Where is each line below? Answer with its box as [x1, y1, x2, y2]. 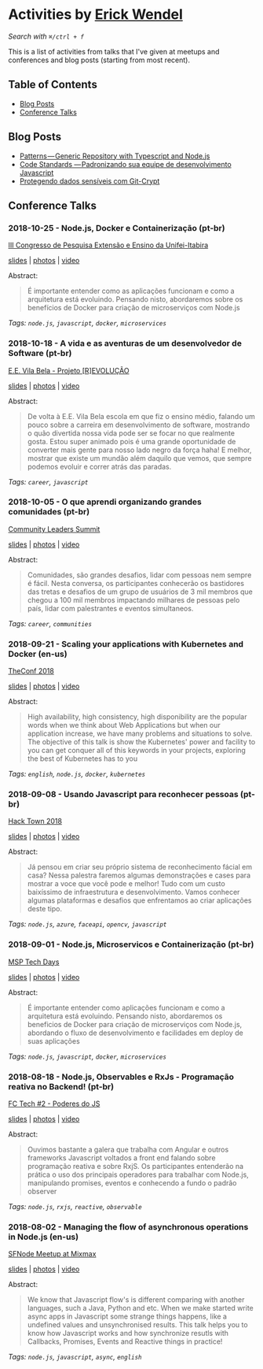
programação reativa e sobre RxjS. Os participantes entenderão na [27, 1162, 244, 1171]
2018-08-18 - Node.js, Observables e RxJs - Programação [8, 1071, 234, 1082]
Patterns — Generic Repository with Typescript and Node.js [19, 151, 210, 161]
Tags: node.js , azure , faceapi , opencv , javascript [8, 919, 167, 929]
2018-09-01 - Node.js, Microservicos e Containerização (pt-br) [8, 939, 254, 950]
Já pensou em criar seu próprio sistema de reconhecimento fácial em [27, 863, 253, 872]
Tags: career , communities [8, 618, 93, 628]
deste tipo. [27, 904, 63, 914]
